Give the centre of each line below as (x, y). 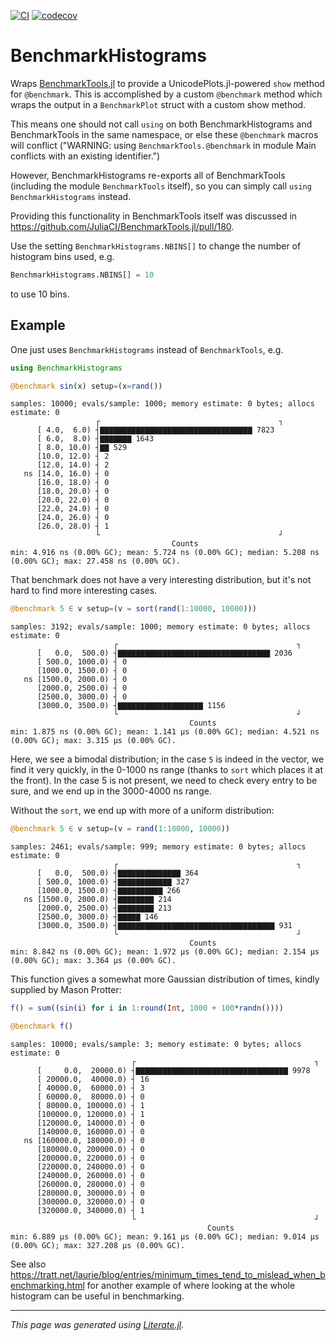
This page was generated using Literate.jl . (97, 1324)
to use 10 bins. (40, 294)
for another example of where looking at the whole (191, 1285)
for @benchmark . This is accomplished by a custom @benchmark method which (166, 94)
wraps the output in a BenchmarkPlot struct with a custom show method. (158, 104)
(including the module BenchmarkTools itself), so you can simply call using (161, 186)
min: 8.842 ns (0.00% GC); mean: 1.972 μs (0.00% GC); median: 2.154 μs (165, 952)
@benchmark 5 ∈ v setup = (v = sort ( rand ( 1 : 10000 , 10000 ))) (133, 609)
